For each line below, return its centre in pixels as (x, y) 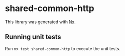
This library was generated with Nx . (40, 22)
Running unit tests (33, 37)
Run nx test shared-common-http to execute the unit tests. (63, 48)
